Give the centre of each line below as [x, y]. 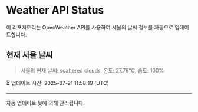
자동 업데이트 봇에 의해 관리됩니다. [45, 103]
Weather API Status [55, 10]
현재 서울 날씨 [29, 55]
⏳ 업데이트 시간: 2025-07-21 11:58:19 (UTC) [57, 83]
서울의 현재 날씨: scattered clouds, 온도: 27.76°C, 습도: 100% [92, 70]
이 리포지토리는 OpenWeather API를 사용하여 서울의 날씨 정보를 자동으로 [90, 27]
